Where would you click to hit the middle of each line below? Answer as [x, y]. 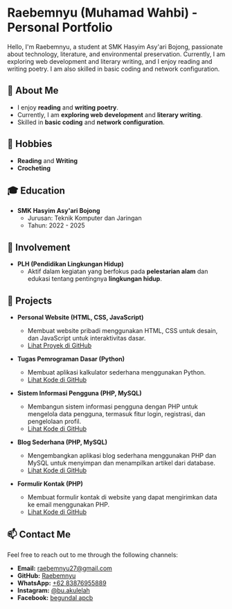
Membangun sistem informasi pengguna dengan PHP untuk [113, 406]
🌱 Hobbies [30, 144]
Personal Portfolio [60, 27]
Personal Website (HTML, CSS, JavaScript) [80, 317]
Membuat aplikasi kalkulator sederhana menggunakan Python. [117, 372]
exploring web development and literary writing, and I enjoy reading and [110, 61]
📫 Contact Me [39, 534]
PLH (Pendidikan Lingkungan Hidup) [70, 264]
